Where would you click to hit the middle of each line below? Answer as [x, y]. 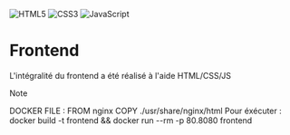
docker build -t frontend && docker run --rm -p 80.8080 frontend [131, 120]
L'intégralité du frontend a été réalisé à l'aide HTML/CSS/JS [120, 75]
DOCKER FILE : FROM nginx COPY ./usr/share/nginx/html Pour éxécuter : [146, 111]
